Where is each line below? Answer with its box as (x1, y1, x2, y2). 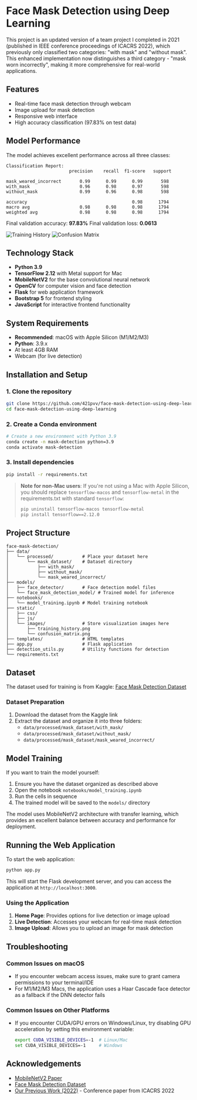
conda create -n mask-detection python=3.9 (6, 438, 114, 445)
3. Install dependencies (6, 458, 74, 466)
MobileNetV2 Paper (14, 1074, 63, 1081)
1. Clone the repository (6, 387, 72, 396)
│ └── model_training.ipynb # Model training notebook (6, 600, 148, 606)
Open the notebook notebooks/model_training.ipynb (14, 787, 142, 794)
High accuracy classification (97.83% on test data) (14, 119, 137, 126)
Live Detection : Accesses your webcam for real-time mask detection (14, 918, 182, 925)
